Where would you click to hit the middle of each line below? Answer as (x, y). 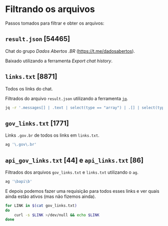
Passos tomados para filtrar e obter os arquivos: (55, 23)
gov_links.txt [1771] (37, 123)
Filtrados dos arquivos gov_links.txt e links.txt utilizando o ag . (72, 172)
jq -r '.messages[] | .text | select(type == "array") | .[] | (72, 107)
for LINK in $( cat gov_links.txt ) (41, 205)
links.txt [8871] (31, 77)
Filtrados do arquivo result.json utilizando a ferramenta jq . (67, 98)
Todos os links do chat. (29, 88)
